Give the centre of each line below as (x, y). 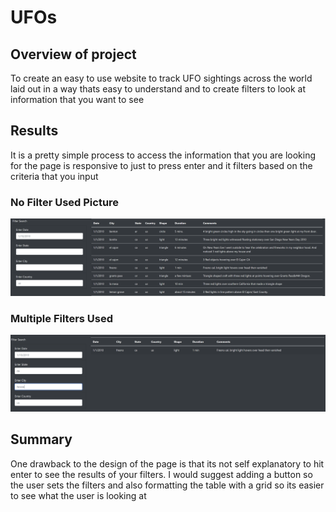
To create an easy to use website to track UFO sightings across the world (161, 78)
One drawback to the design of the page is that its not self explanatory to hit (167, 463)
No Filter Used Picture (65, 202)
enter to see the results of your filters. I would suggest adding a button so (161, 474)
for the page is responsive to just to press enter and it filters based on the (161, 165)
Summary (41, 439)
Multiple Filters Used (62, 319)
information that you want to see (77, 99)
